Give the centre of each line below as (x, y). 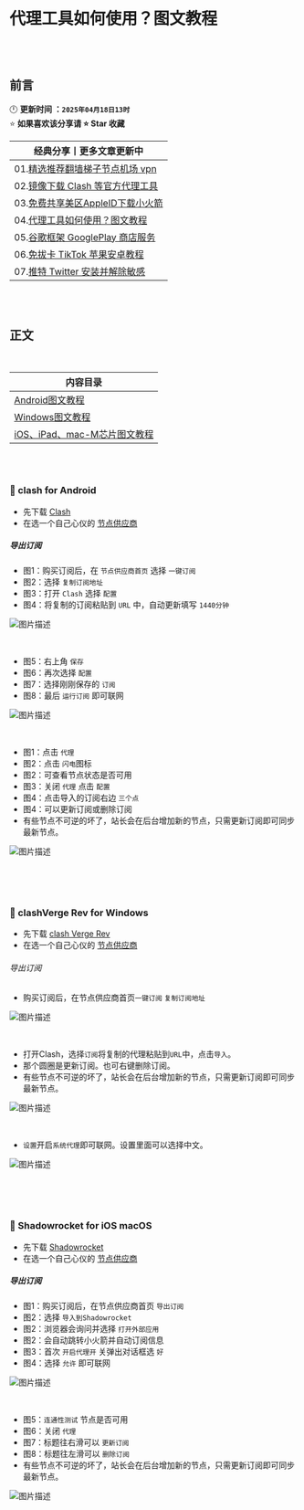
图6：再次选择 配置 (58, 672)
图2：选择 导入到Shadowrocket (77, 1317)
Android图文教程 (49, 400)
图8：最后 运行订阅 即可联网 (73, 695)
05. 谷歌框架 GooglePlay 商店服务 (85, 237)
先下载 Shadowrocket (63, 1247)
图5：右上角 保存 (53, 661)
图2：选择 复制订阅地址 (63, 582)
